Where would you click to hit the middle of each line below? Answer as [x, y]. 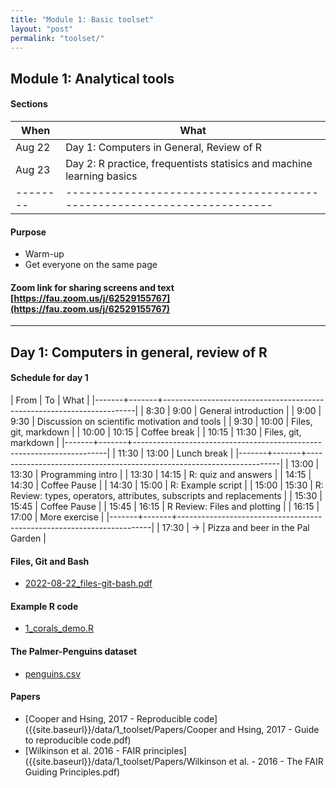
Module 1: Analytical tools [92, 78]
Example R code [44, 606]
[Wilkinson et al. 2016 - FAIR [83, 750]
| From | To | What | [50, 400]
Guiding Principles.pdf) [72, 772]
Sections [29, 104]
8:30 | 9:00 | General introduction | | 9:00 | [233, 410]
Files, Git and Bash [50, 561]
